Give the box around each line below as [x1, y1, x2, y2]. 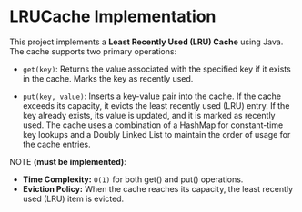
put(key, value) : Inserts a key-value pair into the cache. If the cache [22, 91, 282, 101]
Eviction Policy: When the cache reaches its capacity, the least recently [22, 183, 294, 194]
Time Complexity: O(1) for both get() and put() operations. [22, 174, 244, 185]
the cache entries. [22, 139, 91, 149]
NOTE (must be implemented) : [9, 156, 127, 167]
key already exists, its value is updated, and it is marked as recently [22, 110, 276, 120]
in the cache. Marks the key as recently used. [22, 72, 194, 83]
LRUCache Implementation [9, 6, 216, 27]
